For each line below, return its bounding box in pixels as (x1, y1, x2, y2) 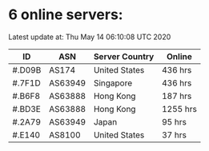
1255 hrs (161, 103, 198, 114)
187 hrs (161, 90, 192, 101)
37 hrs (161, 129, 187, 141)
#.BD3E (12, 103, 42, 114)
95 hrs (161, 116, 187, 127)
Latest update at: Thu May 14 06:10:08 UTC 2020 (8, 32, 171, 42)
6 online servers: (8, 6, 123, 24)
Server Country (93, 50, 155, 62)
